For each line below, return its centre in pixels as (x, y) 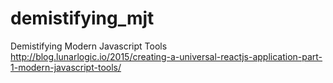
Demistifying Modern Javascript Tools (89, 46)
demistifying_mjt (82, 18)
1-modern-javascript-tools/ (66, 67)
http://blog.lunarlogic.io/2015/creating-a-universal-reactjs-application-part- (166, 56)
